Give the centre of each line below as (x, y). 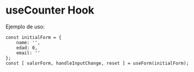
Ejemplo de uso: (25, 27)
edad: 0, (27, 48)
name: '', (28, 42)
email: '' (28, 53)
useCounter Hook (50, 10)
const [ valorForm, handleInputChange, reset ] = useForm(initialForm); (97, 63)
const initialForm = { (34, 37)
